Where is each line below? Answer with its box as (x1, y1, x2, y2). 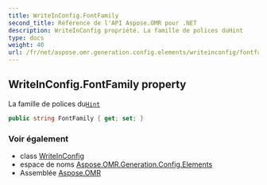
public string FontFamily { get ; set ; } (8, 114, 145, 122)
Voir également (8, 133, 69, 144)
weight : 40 (8, 41, 44, 49)
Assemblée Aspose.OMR (19, 168, 102, 177)
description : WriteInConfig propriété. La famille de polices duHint (8, 26, 244, 34)
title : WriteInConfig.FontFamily (8, 11, 119, 20)
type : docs (8, 33, 44, 42)
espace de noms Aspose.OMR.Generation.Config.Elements (19, 160, 213, 169)
